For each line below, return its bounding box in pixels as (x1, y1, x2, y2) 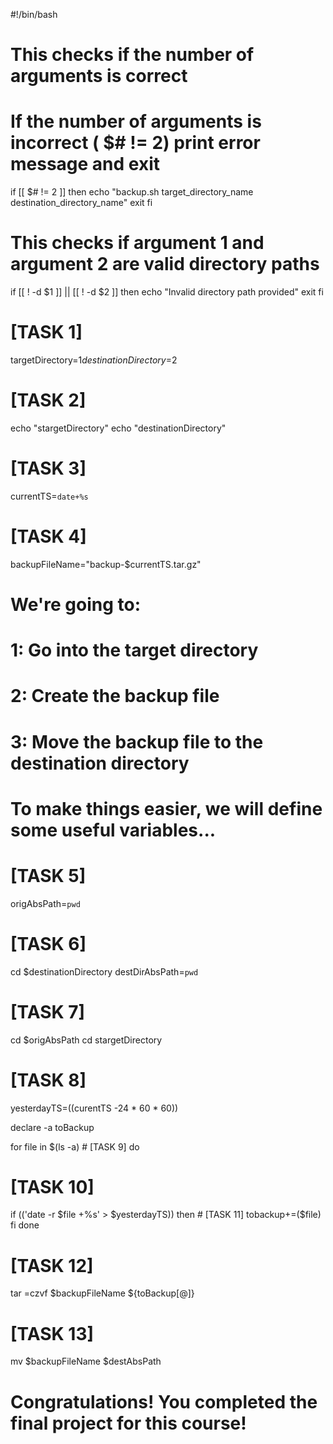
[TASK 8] (10, 1069, 87, 1091)
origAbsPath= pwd (10, 897, 81, 909)
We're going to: (10, 594, 142, 616)
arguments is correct (10, 65, 188, 88)
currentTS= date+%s (10, 490, 89, 502)
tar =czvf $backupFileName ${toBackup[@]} (10, 1287, 195, 1299)
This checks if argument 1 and (10, 232, 265, 254)
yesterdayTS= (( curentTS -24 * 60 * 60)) (10, 1102, 179, 1114)
